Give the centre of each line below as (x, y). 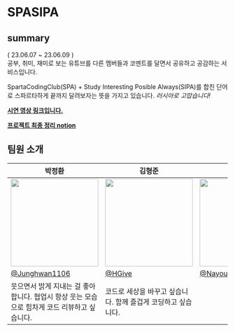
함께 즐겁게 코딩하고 (146, 302)
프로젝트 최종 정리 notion (42, 125)
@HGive (119, 273)
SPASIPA (33, 12)
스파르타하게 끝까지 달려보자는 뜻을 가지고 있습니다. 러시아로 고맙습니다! (113, 96)
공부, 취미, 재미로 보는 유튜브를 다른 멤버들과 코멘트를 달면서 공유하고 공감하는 (114, 63)
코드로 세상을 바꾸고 (136, 291)
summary (29, 38)
